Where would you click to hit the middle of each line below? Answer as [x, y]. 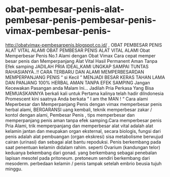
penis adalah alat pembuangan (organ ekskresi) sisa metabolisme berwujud [84, 136]
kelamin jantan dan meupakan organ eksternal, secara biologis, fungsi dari [83, 131]
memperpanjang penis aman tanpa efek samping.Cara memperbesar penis [83, 120]
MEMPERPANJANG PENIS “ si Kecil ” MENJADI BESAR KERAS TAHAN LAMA [85, 77]
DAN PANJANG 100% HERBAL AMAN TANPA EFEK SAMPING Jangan [78, 83]
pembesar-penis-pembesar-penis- [81, 20]
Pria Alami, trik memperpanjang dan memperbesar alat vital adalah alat [79, 126]
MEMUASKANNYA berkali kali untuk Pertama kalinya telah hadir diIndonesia [84, 93]
